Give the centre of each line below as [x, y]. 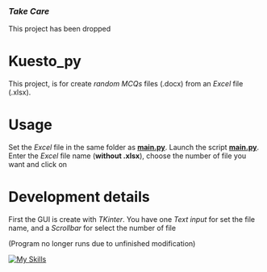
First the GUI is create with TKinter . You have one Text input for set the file [132, 220]
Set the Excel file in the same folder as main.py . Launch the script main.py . [134, 148]
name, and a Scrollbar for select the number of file [92, 228]
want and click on [38, 165]
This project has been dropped [60, 29]
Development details [79, 197]
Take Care [29, 11]
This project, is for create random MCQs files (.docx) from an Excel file [126, 84]
